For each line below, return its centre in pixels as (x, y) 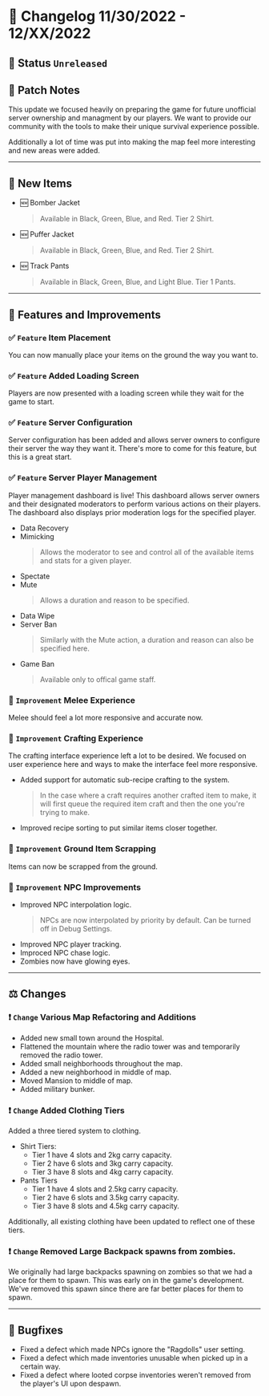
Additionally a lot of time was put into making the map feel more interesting (132, 142)
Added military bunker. (57, 1089)
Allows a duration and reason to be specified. (114, 600)
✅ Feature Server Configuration (70, 423)
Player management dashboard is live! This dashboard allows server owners (134, 495)
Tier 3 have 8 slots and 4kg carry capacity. (102, 1171)
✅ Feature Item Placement (60, 338)
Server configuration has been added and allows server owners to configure (134, 440)
